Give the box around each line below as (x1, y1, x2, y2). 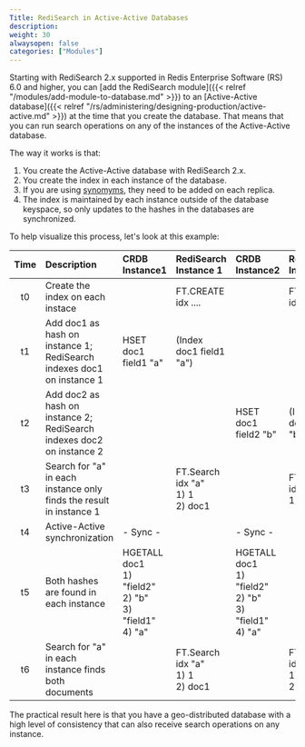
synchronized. (22, 214, 76, 224)
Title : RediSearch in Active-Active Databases (9, 13, 189, 23)
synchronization (44, 532, 114, 544)
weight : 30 (9, 30, 51, 39)
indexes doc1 (44, 363, 103, 375)
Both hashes (44, 574, 99, 587)
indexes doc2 (44, 433, 103, 446)
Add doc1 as (44, 317, 100, 330)
